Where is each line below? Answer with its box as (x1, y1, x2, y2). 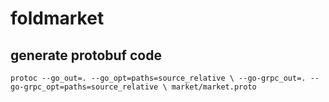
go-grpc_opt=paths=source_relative (10, 82, 159, 92)
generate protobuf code (10, 47, 162, 64)
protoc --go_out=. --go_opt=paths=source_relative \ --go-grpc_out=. (10, 73, 307, 83)
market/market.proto (171, 82, 257, 92)
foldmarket (10, 7, 105, 30)
